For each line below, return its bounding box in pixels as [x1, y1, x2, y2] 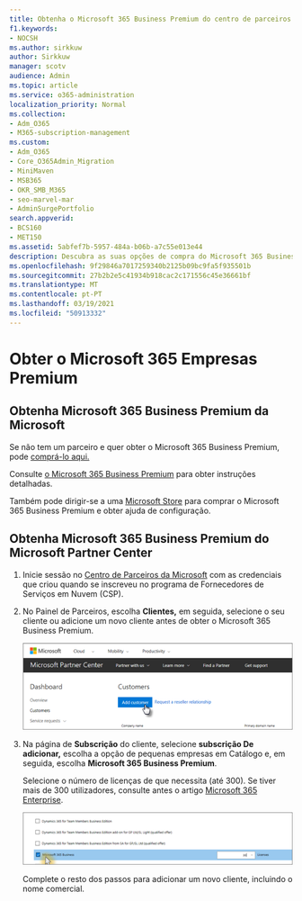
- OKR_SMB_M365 [9, 185, 67, 194]
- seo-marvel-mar [9, 194, 75, 204]
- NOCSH [9, 33, 39, 42]
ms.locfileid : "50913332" [9, 309, 106, 318]
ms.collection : [9, 109, 67, 119]
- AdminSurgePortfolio [9, 204, 94, 213]
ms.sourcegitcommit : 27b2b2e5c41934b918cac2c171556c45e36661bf [9, 271, 252, 280]
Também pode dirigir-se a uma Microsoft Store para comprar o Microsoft [9, 495, 280, 506]
